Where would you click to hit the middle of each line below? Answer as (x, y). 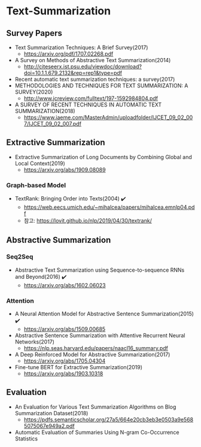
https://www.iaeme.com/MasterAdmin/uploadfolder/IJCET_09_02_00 (108, 117)
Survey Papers (34, 33)
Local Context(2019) (40, 163)
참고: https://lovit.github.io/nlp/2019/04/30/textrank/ (88, 221)
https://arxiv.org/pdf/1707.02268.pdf (68, 54)
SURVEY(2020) (34, 92)
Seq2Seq (20, 257)
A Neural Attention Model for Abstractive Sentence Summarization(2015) (104, 314)
